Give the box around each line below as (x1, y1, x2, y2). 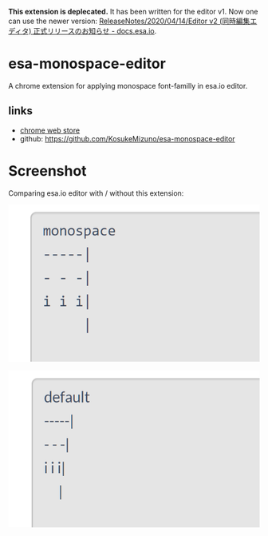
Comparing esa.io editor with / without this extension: (8, 188, 184, 198)
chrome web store (19, 125, 81, 135)
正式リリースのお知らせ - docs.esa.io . (33, 26, 157, 35)
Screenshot (8, 161, 87, 180)
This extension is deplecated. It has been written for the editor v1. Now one (8, 7, 258, 16)
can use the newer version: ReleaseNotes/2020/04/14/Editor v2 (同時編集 (8, 16, 250, 26)
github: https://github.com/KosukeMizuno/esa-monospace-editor (19, 133, 235, 143)
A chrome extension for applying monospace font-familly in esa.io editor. (8, 81, 248, 90)
